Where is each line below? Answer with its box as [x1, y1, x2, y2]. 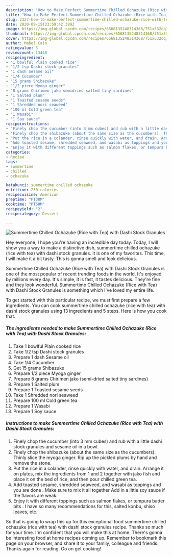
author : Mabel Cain [6, 41, 47, 46]
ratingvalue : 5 [6, 45, 38, 50]
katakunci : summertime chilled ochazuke [6, 183, 93, 188]
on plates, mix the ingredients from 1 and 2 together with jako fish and [13, 471, 160, 477]
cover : [6, 36, 20, 41]
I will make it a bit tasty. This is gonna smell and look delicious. [6, 256, 137, 262]
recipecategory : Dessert [6, 211, 59, 216]
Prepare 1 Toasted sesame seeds [13, 387, 83, 393]
